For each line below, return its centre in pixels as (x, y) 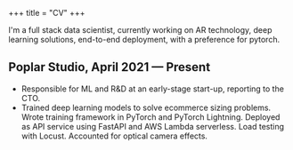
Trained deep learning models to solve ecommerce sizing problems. (146, 107)
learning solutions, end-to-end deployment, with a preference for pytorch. (144, 39)
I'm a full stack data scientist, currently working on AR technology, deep (140, 30)
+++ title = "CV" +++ (47, 13)
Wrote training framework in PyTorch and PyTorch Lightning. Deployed (151, 117)
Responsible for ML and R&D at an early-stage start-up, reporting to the (152, 89)
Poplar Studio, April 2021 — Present (110, 67)
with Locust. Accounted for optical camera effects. (114, 136)
